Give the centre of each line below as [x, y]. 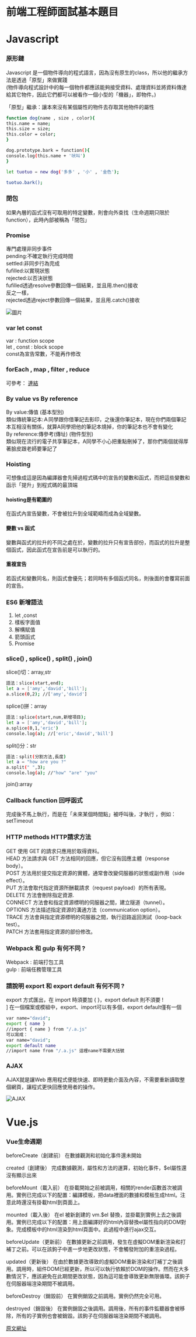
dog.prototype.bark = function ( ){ [48, 151]
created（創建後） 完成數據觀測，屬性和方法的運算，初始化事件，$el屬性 [94, 1168]
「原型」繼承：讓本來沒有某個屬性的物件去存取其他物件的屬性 [80, 107]
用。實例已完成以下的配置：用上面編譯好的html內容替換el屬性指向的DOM [94, 1222]
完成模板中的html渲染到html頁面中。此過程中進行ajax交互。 [87, 1229]
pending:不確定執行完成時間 [40, 256]
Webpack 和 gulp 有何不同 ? [46, 948]
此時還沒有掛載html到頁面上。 [47, 1202]
